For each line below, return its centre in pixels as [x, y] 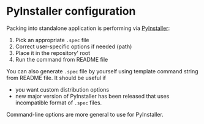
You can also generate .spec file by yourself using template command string [102, 71]
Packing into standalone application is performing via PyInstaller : [88, 28]
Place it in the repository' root [53, 53]
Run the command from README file [62, 59]
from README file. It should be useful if [56, 78]
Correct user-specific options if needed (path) [74, 46]
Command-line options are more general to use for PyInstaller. [85, 114]
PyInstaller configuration [71, 11]
